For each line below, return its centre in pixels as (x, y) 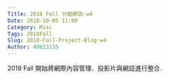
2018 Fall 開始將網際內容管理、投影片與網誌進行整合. (85, 68)
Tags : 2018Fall (30, 34)
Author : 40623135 (33, 47)
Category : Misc (30, 27)
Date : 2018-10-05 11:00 (43, 21)
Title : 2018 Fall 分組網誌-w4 (50, 14)
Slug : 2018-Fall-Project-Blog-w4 (57, 41)
